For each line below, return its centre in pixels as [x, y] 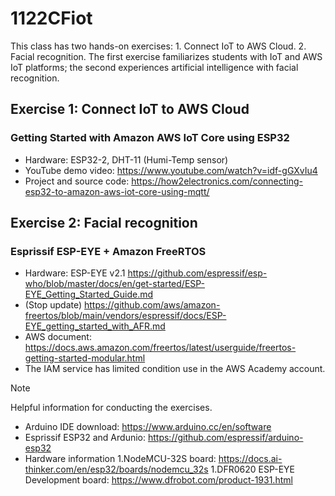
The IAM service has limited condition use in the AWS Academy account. [175, 369]
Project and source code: [77, 181]
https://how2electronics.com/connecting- [217, 181]
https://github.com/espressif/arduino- [225, 438]
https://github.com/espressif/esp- [197, 273]
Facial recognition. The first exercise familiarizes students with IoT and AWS [166, 56]
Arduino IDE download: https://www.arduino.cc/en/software [148, 427]
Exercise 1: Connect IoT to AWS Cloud [130, 109]
